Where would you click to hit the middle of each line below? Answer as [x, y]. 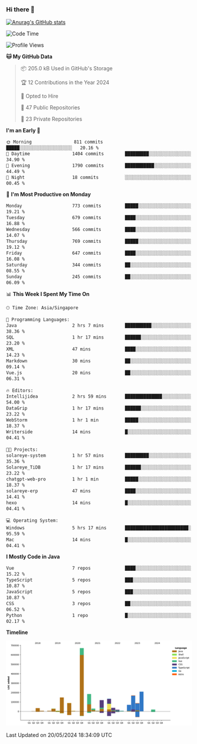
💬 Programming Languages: [38, 320]
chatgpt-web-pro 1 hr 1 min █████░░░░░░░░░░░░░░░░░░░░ [99, 479]
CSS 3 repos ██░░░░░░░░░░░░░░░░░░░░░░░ [99, 604]
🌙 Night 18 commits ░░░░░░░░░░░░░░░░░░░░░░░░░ [99, 178]
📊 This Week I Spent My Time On [48, 294]
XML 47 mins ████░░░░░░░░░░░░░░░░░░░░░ [99, 349]
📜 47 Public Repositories [50, 108]
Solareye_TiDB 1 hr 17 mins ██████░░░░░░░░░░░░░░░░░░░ [99, 467]
